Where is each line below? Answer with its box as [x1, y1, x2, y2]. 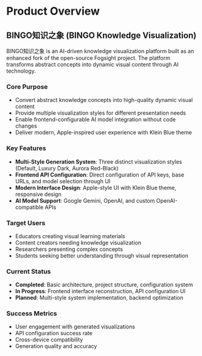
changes [15, 122, 38, 129]
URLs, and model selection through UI [15, 177, 111, 184]
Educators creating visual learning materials [15, 232, 126, 239]
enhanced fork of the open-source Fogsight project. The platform [6, 54, 170, 62]
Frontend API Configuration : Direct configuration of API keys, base [15, 171, 184, 178]
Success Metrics [6, 310, 58, 318]
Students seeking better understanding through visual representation [15, 252, 189, 259]
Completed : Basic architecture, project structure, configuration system [15, 281, 193, 288]
